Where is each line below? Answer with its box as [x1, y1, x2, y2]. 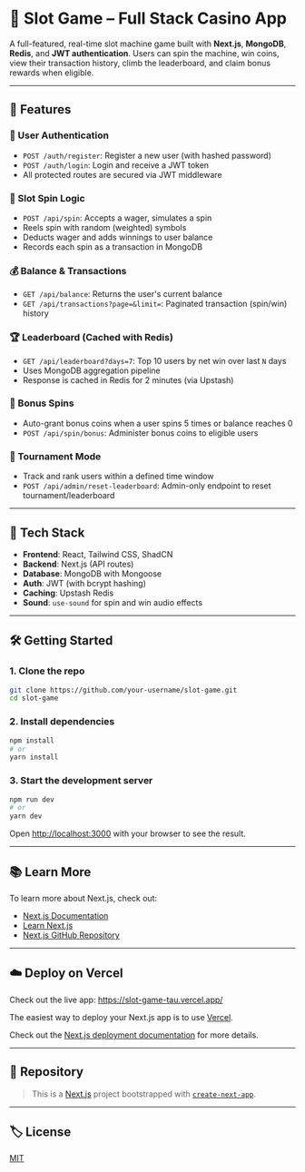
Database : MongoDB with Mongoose [22, 567, 162, 579]
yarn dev [9, 812, 43, 821]
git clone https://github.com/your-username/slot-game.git [9, 685, 238, 694]
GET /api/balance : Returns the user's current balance [22, 289, 222, 300]
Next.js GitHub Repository [22, 930, 120, 941]
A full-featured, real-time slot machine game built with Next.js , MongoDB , [9, 38, 287, 49]
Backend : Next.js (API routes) [22, 558, 134, 569]
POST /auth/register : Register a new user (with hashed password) [22, 150, 272, 161]
